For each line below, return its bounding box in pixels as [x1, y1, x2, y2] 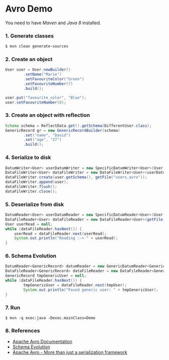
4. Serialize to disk [5, 154, 51, 161]
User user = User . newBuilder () [5, 67, 71, 72]
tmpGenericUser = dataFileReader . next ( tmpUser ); [23, 282, 127, 288]
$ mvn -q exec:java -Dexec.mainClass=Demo [5, 315, 96, 321]
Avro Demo [5, 3, 53, 15]
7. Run [5, 304, 21, 311]
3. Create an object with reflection [5, 112, 91, 119]
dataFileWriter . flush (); [5, 184, 57, 189]
